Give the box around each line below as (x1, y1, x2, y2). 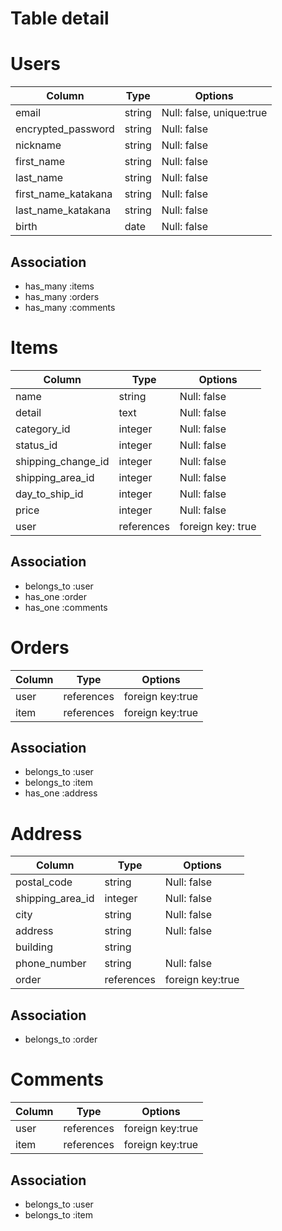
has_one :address (24, 787, 98, 799)
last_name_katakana (15, 203, 112, 217)
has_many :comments (24, 301, 116, 313)
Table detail (10, 7, 110, 30)
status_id (15, 438, 58, 452)
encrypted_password (15, 122, 115, 136)
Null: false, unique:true (161, 106, 268, 120)
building (15, 940, 53, 954)
